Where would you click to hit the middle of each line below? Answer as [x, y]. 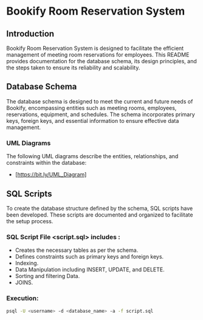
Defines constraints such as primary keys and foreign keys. [89, 257]
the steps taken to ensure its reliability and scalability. [73, 68]
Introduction [30, 34]
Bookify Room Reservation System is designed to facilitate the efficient [95, 48]
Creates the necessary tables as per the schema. [77, 250]
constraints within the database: [46, 163]
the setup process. [30, 221]
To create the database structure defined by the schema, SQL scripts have [100, 208]
